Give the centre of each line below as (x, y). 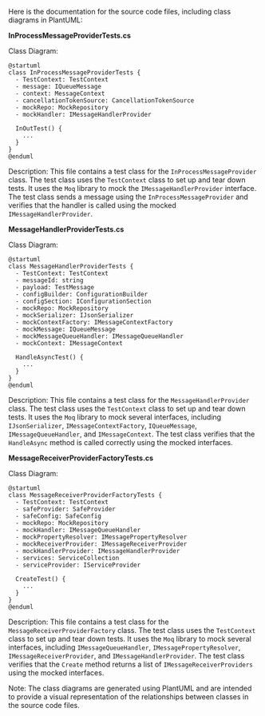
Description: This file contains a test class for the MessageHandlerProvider (129, 400)
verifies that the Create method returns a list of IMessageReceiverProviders (131, 664)
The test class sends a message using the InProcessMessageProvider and (129, 197)
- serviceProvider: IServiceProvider (78, 565)
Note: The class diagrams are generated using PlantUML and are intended (130, 688)
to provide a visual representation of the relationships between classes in (129, 697)
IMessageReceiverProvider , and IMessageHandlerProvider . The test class (127, 656)
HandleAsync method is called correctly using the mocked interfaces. (121, 442)
